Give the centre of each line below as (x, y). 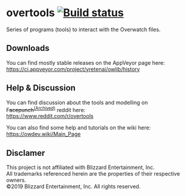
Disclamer (26, 153)
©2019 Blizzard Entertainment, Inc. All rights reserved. (73, 186)
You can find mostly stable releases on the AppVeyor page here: (85, 62)
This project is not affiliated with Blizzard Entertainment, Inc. (80, 167)
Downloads (28, 48)
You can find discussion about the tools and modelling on (77, 102)
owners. (16, 180)
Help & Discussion (41, 88)
